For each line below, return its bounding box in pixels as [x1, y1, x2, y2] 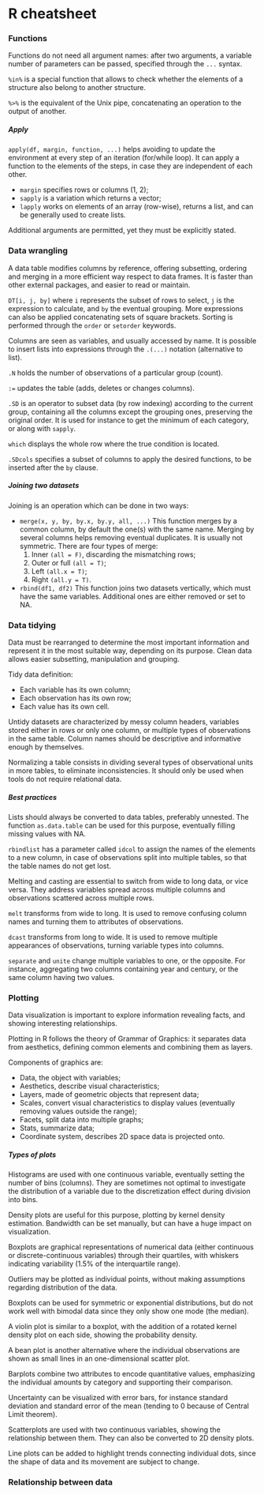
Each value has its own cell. [19, 702, 110, 712]
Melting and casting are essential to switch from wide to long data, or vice [8, 876, 248, 885]
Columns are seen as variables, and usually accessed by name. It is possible [8, 336, 257, 345]
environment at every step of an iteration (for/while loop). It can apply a [8, 153, 240, 163]
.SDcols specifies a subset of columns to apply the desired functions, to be [8, 454, 252, 464]
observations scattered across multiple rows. [8, 893, 155, 903]
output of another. [8, 107, 67, 116]
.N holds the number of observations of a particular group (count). [8, 368, 223, 378]
